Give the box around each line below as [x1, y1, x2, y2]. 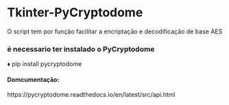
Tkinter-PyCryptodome [7, 5, 143, 20]
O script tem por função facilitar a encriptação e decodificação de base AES [7, 27, 223, 35]
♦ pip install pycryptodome [7, 60, 82, 68]
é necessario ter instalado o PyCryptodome [7, 44, 155, 54]
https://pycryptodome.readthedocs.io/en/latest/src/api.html [7, 91, 176, 99]
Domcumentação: [7, 75, 60, 83]
